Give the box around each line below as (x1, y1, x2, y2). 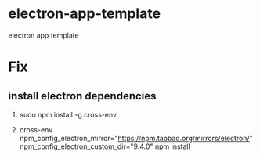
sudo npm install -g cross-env (19, 110, 117, 119)
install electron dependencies (8, 89, 157, 103)
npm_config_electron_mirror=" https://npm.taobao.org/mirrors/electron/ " (19, 133, 253, 143)
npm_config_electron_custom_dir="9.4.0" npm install (19, 142, 190, 151)
